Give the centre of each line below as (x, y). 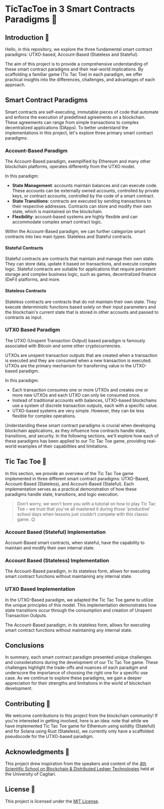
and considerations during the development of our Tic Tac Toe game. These (82, 663)
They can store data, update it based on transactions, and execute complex (81, 264)
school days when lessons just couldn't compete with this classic (83, 514)
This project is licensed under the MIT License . (52, 801)
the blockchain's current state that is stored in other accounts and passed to (82, 312)
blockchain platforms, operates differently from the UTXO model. (70, 167)
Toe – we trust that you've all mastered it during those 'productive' (84, 509)
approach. (15, 85)
